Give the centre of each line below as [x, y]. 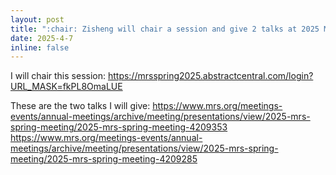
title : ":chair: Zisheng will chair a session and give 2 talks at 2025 [165, 29]
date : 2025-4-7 [42, 38]
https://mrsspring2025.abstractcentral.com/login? [210, 76]
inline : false [40, 47]
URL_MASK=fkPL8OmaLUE [66, 87]
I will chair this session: [58, 76]
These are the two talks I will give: [80, 106]
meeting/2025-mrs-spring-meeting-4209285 [104, 159]
